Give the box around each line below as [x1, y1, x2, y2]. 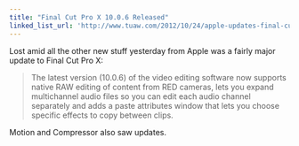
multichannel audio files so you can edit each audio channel [30, 90, 251, 102]
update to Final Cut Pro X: [9, 55, 104, 65]
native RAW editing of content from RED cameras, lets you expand [30, 81, 274, 92]
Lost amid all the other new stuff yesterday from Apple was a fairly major [9, 45, 276, 56]
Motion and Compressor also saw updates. [9, 127, 167, 137]
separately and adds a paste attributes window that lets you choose [30, 100, 280, 111]
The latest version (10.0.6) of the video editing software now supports [30, 72, 287, 82]
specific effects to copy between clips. [30, 110, 174, 120]
